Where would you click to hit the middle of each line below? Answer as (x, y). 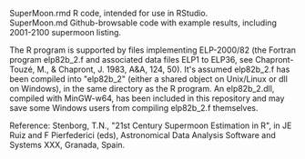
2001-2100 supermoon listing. (65, 32)
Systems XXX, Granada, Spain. (67, 145)
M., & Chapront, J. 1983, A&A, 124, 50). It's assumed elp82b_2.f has (163, 69)
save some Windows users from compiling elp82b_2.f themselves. (134, 108)
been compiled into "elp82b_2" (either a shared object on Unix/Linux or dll (149, 79)
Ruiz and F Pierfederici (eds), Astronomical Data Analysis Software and (142, 135)
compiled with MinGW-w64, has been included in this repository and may (147, 98)
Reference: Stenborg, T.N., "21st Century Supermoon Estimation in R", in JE (151, 125)
